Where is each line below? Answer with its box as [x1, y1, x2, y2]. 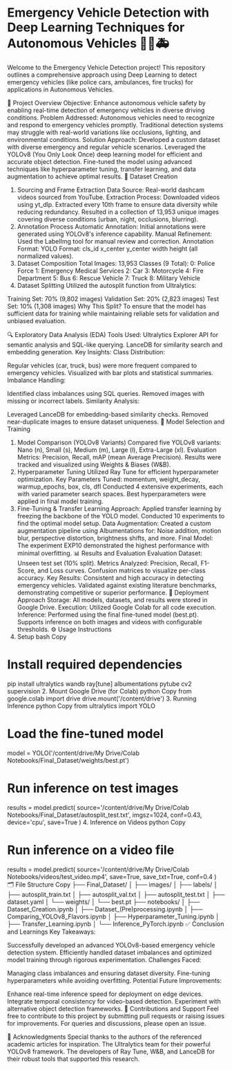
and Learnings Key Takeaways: [7, 927, 96, 936]
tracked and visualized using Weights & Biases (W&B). [17, 460, 171, 469]
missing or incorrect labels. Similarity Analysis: [7, 397, 140, 405]
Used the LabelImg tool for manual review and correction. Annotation [17, 237, 214, 245]
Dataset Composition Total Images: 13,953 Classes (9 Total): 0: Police [17, 259, 215, 267]
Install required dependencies [7, 657, 183, 673]
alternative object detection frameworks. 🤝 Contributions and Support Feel [7, 1004, 219, 1013]
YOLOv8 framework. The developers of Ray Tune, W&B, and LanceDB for [7, 1047, 215, 1055]
